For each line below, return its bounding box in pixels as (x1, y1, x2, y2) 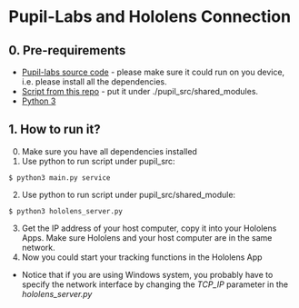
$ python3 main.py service (8, 173, 111, 183)
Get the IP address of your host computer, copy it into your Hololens (21, 223, 277, 233)
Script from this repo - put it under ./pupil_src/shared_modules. (21, 86, 259, 96)
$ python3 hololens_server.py (8, 206, 124, 215)
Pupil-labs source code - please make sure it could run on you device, (21, 66, 285, 77)
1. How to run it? (8, 122, 101, 137)
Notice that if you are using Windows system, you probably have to (21, 269, 274, 280)
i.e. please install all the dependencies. (21, 76, 167, 87)
